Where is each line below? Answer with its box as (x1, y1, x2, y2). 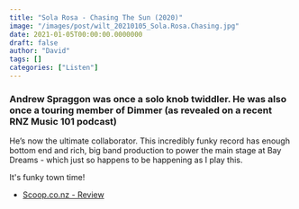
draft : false (9, 38, 59, 48)
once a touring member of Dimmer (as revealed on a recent (9, 104, 273, 117)
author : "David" (9, 47, 70, 56)
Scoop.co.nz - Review (22, 189, 105, 200)
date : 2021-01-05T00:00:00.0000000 (9, 30, 143, 39)
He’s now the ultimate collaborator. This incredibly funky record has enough (9, 135, 291, 146)
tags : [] (9, 55, 42, 64)
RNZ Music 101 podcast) (9, 115, 117, 127)
